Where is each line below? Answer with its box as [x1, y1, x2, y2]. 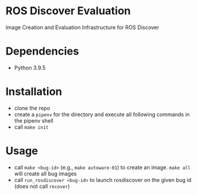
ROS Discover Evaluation [5, 4, 132, 18]
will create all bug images [14, 170, 77, 177]
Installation [5, 85, 62, 98]
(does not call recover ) [14, 183, 70, 190]
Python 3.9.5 [14, 64, 46, 71]
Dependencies [5, 44, 79, 58]
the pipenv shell [14, 117, 54, 124]
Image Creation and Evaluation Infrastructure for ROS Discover [5, 24, 160, 31]
